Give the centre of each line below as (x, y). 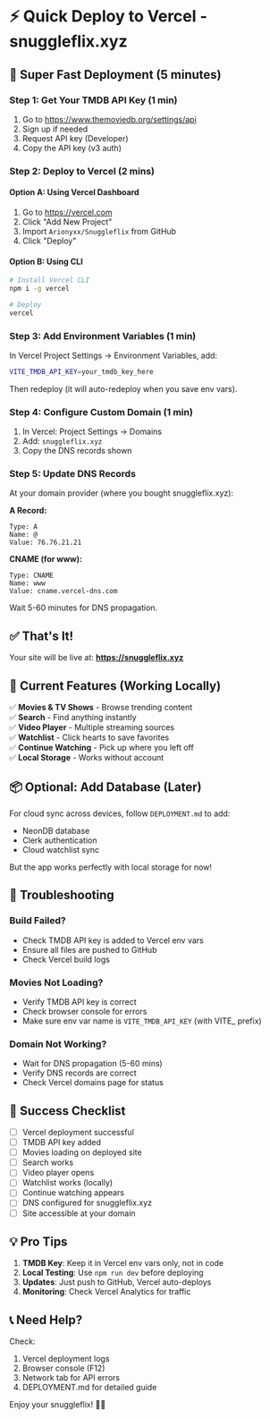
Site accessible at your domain (79, 1213)
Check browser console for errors (84, 1011)
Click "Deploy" (49, 241)
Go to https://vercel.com (67, 212)
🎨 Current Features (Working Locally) (115, 686)
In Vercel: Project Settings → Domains (92, 432)
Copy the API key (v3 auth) (72, 148)
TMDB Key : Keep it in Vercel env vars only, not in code (123, 1263)
